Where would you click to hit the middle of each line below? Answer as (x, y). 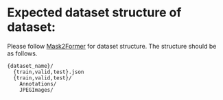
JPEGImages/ (36, 90)
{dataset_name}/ (30, 66)
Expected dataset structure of (94, 13)
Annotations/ (38, 84)
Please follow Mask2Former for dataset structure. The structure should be (112, 46)
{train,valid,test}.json (49, 72)
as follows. (22, 53)
